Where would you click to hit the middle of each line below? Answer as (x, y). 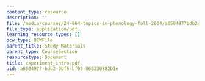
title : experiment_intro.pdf (43, 63)
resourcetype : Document (37, 57)
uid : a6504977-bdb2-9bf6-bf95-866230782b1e (63, 69)
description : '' (27, 18)
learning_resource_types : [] (43, 35)
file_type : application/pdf (42, 29)
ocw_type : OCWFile (30, 40)
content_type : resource (37, 12)
